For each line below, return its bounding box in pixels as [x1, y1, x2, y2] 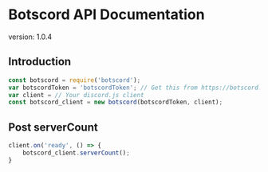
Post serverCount [8, 120, 98, 134]
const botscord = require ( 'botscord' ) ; [8, 76, 141, 84]
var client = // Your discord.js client [8, 91, 145, 99]
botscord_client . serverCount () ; [22, 149, 130, 157]
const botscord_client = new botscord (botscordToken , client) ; [8, 98, 223, 107]
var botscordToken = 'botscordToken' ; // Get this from [8, 84, 198, 92]
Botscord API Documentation [8, 6, 205, 24]
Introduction [8, 55, 72, 68]
